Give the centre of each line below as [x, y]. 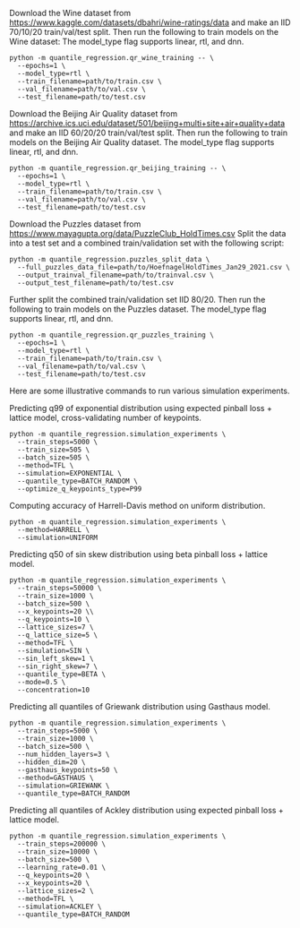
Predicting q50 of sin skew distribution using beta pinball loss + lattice [139, 554]
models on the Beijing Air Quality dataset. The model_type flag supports [142, 142]
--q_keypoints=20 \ [54, 875]
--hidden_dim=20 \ [52, 762]
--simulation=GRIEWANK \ [64, 786]
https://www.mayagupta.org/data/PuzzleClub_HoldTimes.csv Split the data [148, 233]
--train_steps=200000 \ [61, 844]
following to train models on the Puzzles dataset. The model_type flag [138, 309]
